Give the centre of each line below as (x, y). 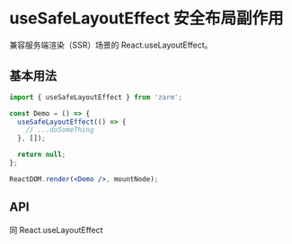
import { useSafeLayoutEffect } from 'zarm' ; (96, 97)
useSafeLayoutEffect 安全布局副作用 (147, 18)
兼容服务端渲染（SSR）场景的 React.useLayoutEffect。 (111, 45)
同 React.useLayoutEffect (56, 230)
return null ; (42, 155)
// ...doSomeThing (60, 130)
